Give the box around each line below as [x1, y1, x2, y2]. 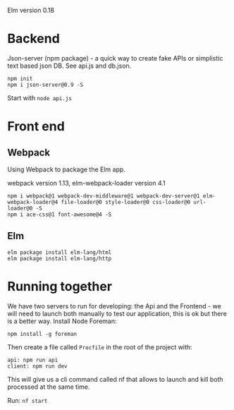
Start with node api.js [7, 93, 72, 102]
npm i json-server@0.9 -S [7, 81, 83, 88]
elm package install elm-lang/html [7, 248, 112, 256]
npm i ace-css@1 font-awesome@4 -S [7, 211, 112, 218]
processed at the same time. [7, 382, 90, 391]
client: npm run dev [7, 363, 68, 370]
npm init [7, 75, 33, 82]
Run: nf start [7, 396, 48, 404]
